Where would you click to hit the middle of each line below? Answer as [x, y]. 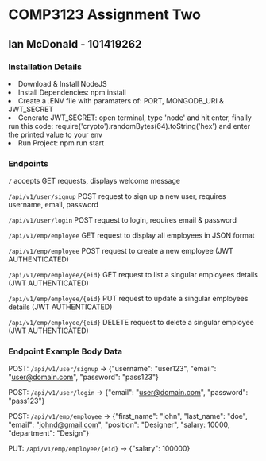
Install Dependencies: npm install [73, 92]
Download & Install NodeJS [63, 83]
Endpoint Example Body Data [66, 351]
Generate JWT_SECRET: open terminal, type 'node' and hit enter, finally [135, 118]
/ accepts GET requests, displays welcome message [94, 181]
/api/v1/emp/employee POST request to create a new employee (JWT [121, 251]
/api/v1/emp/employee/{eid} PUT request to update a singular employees [128, 299]
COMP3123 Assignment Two [104, 15]
